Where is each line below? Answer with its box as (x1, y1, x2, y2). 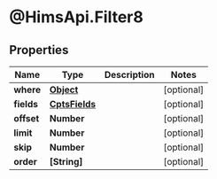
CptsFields (49, 98, 97, 110)
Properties (9, 43, 69, 58)
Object (49, 83, 79, 96)
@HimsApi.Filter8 (9, 7, 143, 27)
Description (105, 69, 155, 81)
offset (13, 113, 40, 124)
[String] (49, 156, 83, 167)
